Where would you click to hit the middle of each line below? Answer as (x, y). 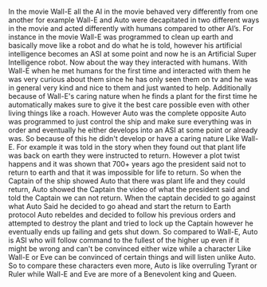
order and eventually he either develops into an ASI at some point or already (133, 130)
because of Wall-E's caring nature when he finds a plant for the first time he (133, 96)
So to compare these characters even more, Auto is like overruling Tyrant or (133, 265)
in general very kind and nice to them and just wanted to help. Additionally (130, 88)
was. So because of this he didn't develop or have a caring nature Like (124, 138)
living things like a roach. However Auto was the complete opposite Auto (128, 113)
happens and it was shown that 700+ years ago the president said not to (127, 164)
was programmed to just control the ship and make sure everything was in (130, 122)
